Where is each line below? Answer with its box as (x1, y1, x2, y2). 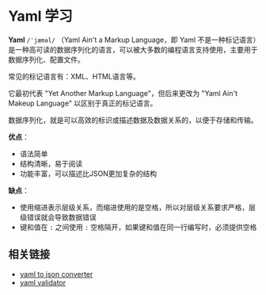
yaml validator (19, 278, 66, 287)
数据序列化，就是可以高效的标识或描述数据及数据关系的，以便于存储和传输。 (8, 115, 258, 125)
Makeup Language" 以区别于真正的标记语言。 (8, 98, 158, 108)
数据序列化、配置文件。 (8, 55, 85, 64)
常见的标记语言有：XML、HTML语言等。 (8, 71, 141, 81)
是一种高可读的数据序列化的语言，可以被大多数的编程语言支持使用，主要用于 (8, 44, 258, 54)
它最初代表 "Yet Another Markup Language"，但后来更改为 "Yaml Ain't (8, 88, 238, 98)
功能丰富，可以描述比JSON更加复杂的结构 (19, 168, 158, 178)
